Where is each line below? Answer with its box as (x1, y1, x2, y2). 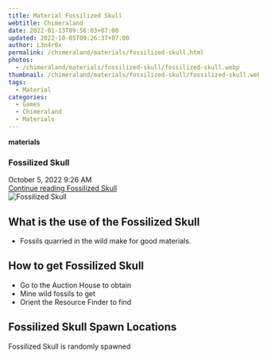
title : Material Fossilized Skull (8, 11, 123, 20)
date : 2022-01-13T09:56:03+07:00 (8, 26, 119, 34)
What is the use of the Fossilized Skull (8, 215, 200, 228)
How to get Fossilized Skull (8, 259, 145, 273)
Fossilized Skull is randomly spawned (8, 341, 131, 351)
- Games (15, 100, 41, 108)
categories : (8, 93, 48, 101)
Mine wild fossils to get (19, 288, 96, 299)
